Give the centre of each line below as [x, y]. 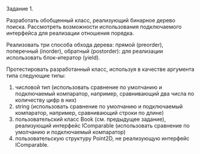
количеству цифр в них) [46, 100]
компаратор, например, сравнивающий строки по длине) [89, 113]
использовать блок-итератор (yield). [53, 57]
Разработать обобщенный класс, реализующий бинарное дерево [91, 20]
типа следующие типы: [36, 75]
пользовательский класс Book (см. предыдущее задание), [90, 119]
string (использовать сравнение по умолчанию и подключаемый [99, 106]
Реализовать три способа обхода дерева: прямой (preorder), [85, 45]
